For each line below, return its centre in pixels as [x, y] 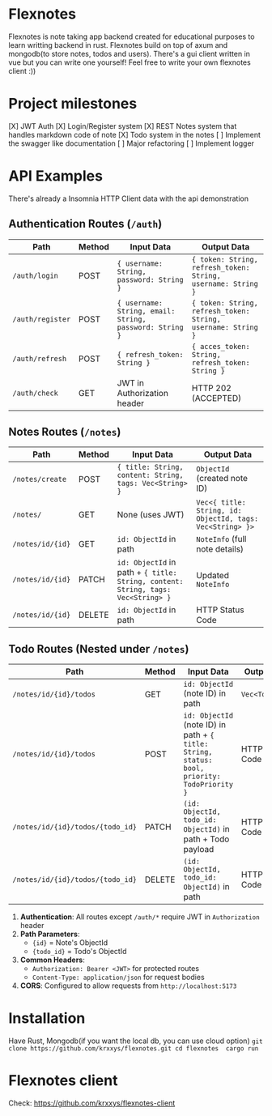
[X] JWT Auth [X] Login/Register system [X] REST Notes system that [123, 126]
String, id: [219, 511]
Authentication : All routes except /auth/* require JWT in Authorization [140, 917]
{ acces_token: [221, 346]
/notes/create [40, 479]
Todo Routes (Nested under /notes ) [99, 649]
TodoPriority [208, 785]
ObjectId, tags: [227, 519]
